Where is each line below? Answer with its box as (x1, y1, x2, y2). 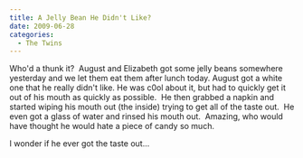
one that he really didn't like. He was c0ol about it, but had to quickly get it (9, 82, 287, 93)
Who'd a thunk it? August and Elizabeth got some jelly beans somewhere (9, 63, 283, 74)
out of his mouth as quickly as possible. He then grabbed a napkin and (9, 92, 274, 103)
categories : (9, 30, 54, 39)
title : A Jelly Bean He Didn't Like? (9, 13, 152, 23)
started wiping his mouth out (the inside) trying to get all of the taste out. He (9, 101, 295, 113)
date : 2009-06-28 (9, 22, 75, 31)
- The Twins (17, 38, 63, 48)
